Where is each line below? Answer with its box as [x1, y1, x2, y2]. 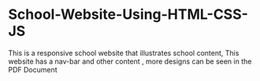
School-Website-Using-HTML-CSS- [8, 6, 248, 24]
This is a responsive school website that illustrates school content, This [8, 48, 240, 57]
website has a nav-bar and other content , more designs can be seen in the [8, 57, 252, 66]
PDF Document [8, 64, 58, 74]
